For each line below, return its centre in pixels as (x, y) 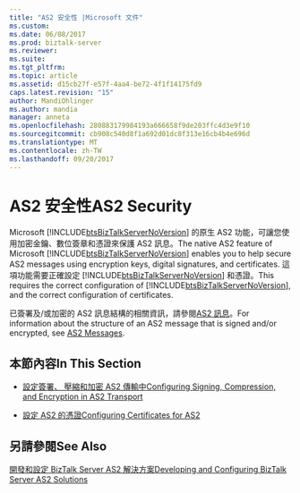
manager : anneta (39, 117)
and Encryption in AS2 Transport (82, 397)
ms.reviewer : (34, 51)
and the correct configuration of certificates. (91, 295)
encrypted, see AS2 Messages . (67, 333)
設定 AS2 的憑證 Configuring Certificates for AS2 (111, 415)
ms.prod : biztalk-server (56, 42)
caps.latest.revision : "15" (62, 92)
